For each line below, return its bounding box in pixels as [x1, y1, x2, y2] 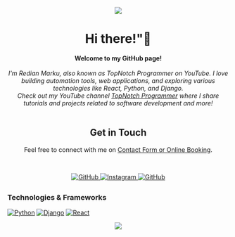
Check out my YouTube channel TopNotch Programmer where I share [17, 91, 220, 100]
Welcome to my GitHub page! [74, 53, 163, 63]
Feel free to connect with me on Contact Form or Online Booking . [23, 145, 213, 154]
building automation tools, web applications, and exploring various [20, 76, 216, 84]
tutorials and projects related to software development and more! [23, 98, 213, 107]
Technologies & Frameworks [7, 192, 107, 202]
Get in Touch [89, 127, 147, 139]
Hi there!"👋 [84, 31, 152, 47]
